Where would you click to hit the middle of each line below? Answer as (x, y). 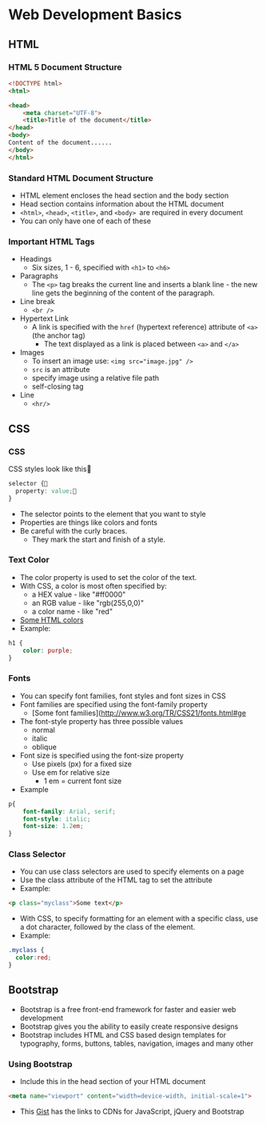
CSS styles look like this (48, 469)
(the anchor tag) (58, 336)
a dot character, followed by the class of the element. (107, 927)
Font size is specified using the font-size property (101, 755)
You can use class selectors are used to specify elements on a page (132, 872)
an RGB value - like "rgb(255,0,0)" (88, 602)
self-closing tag (58, 386)
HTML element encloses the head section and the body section (124, 195)
